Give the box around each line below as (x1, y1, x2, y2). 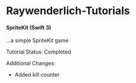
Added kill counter (14, 71, 60, 78)
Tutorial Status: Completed (6, 48, 72, 55)
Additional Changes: (6, 60, 56, 67)
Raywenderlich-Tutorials (6, 4, 130, 18)
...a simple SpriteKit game (6, 37, 69, 44)
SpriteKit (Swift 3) (6, 24, 51, 31)
